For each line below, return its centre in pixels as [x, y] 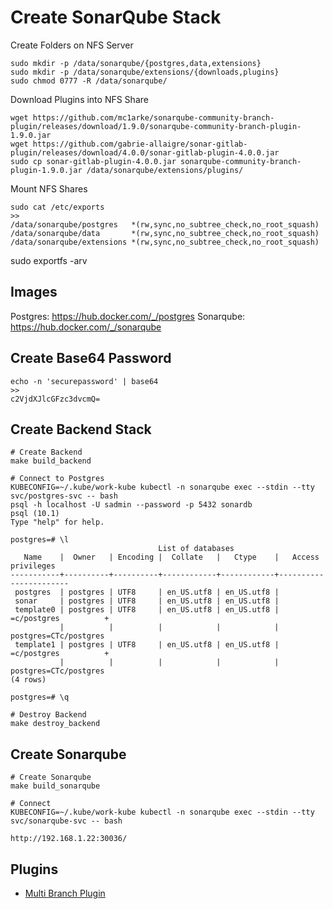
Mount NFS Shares [49, 188]
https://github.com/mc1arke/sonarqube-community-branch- [153, 117]
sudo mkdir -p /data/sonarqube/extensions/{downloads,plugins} [145, 72]
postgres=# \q [40, 697]
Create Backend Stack [81, 429]
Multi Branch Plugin [65, 893]
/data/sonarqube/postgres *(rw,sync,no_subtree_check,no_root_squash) [165, 224]
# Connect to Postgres [57, 479]
